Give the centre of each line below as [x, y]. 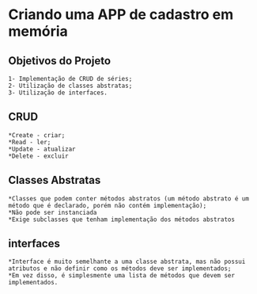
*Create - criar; [37, 135]
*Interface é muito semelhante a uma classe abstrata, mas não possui [127, 262]
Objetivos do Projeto [60, 61]
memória [38, 31]
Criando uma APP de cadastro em [121, 15]
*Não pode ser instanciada [53, 212]
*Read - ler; [30, 142]
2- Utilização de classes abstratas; [70, 86]
